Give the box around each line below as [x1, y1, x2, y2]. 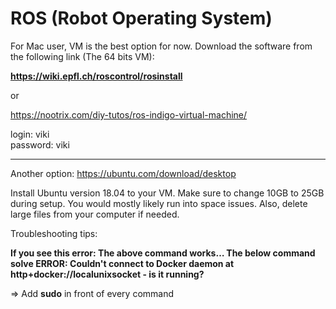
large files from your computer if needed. [10, 208, 180, 220]
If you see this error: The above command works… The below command [10, 247, 316, 259]
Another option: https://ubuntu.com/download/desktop [10, 167, 237, 179]
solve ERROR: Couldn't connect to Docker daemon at [10, 257, 235, 269]
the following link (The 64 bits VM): [10, 50, 155, 62]
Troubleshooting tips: [10, 227, 98, 239]
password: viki [10, 138, 70, 151]
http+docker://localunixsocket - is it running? [10, 268, 205, 280]
